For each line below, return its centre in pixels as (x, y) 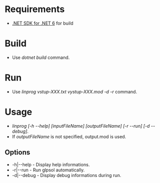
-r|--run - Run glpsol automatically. (48, 170)
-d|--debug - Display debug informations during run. (66, 175)
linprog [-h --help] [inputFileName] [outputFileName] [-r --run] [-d (81, 126)
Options (18, 153)
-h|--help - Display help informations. (51, 164)
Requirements (35, 9)
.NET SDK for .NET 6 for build (43, 23)
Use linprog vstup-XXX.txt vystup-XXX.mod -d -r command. (74, 91)
